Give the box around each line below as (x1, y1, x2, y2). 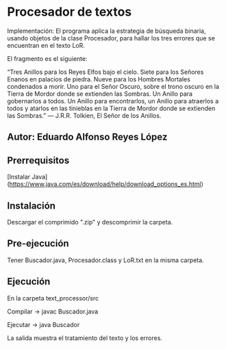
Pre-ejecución (7, 237, 70, 250)
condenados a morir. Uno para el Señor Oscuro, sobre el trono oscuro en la (7, 82, 220, 90)
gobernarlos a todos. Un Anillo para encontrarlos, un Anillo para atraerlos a (7, 96, 219, 105)
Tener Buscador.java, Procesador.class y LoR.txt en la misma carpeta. (7, 256, 204, 264)
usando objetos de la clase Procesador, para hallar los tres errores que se (7, 34, 216, 42)
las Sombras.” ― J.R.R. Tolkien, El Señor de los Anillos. (7, 111, 162, 120)
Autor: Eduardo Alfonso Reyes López (7, 131, 168, 143)
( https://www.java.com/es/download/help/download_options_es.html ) (7, 180, 204, 188)
